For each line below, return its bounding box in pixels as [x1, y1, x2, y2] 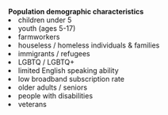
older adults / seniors [18, 82, 88, 92]
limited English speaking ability [18, 66, 119, 75]
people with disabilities [18, 91, 94, 100]
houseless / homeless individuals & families [18, 40, 160, 50]
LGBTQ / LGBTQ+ [18, 57, 75, 67]
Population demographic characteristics [8, 7, 144, 16]
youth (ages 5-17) [18, 24, 76, 33]
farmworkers [18, 33, 60, 41]
